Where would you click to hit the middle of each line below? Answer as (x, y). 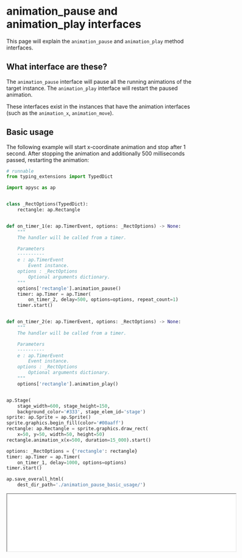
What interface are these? (57, 67)
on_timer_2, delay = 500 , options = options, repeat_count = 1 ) (103, 300)
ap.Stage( (19, 400)
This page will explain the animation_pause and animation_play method (95, 41)
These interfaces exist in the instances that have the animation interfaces (98, 106)
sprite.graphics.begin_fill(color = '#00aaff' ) (65, 423)
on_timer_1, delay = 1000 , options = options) (72, 463)
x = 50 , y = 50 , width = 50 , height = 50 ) (61, 435)
